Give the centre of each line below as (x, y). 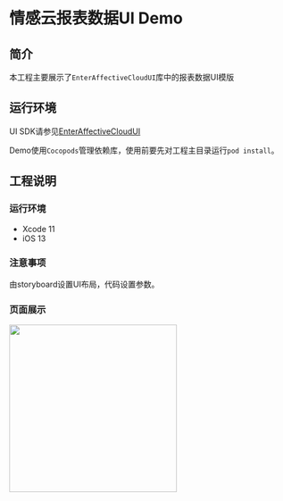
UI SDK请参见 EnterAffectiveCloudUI (75, 131)
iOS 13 (34, 238)
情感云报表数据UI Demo (96, 18)
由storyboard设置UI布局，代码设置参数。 (84, 284)
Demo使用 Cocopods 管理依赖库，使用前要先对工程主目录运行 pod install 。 (144, 150)
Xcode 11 (38, 229)
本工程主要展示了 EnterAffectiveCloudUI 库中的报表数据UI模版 (122, 77)
